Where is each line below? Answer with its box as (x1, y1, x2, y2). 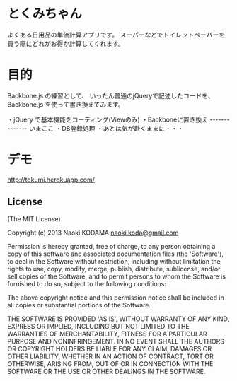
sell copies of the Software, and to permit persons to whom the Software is (7, 272, 226, 281)
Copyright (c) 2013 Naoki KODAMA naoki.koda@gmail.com (7, 228, 179, 237)
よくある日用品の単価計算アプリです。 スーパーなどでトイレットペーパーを (7, 30, 225, 39)
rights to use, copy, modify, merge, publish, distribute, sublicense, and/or (7, 264, 221, 273)
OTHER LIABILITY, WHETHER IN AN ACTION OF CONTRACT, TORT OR (7, 352, 214, 361)
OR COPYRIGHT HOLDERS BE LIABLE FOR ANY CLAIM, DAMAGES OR (7, 344, 212, 353)
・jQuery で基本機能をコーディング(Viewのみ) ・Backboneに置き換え (7, 115, 209, 124)
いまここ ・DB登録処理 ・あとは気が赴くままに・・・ (29, 124, 184, 132)
